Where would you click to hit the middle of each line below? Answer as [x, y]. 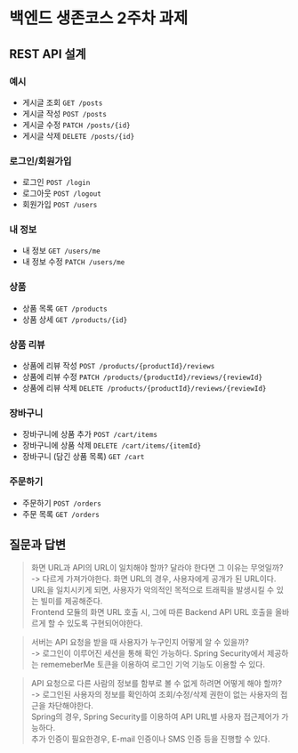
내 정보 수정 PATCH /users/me [73, 262]
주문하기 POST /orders [62, 503]
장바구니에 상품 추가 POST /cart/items [90, 434]
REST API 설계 [48, 54]
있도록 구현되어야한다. [105, 623]
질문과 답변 [38, 545]
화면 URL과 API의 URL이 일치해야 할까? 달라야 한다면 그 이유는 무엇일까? [157, 568]
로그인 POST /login [56, 182]
